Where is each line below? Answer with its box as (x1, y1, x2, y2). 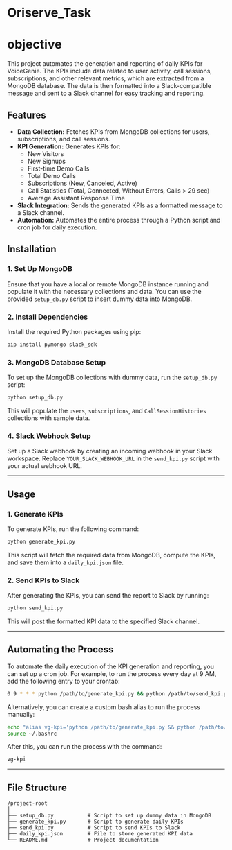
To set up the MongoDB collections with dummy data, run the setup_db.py (7, 373, 217, 382)
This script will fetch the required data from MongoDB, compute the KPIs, (7, 550, 216, 559)
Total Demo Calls (27, 171, 76, 180)
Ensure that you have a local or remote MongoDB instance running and (7, 279, 209, 288)
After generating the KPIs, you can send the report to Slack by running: (7, 591, 209, 600)
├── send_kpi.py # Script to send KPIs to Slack (7, 824, 181, 831)
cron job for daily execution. (17, 223, 97, 232)
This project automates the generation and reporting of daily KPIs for (7, 60, 203, 68)
